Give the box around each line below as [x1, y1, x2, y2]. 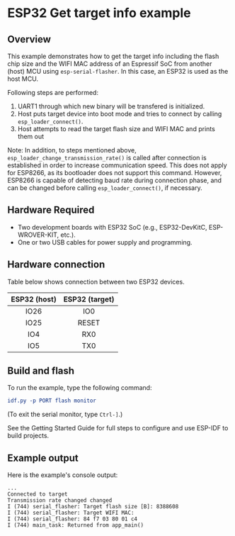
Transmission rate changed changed [7, 497, 113, 504]
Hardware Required [7, 204, 95, 216]
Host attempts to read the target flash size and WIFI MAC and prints [17, 125, 216, 133]
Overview [7, 33, 52, 45]
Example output [7, 452, 79, 464]
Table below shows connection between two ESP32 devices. [7, 277, 185, 286]
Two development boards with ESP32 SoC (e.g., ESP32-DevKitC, [17, 223, 207, 231]
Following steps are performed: [7, 89, 99, 96]
